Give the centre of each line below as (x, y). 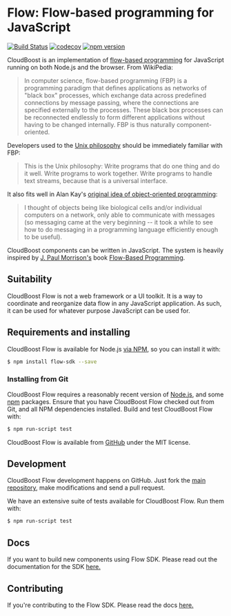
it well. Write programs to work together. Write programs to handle (118, 173)
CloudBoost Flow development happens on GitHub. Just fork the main (107, 481)
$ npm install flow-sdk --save (52, 362)
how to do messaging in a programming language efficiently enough (121, 229)
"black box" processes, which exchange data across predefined (115, 95)
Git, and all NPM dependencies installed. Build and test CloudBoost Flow (110, 409)
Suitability (30, 279)
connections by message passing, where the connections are (111, 102)
